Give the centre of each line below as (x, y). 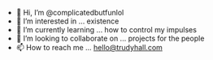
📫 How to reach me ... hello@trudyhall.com (89, 47)
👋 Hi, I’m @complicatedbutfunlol (70, 13)
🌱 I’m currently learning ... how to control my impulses (106, 30)
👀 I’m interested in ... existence (67, 21)
